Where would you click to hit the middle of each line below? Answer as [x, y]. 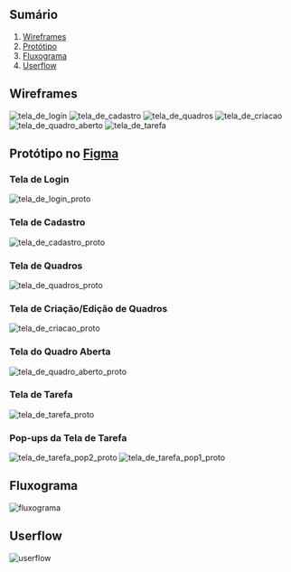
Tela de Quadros [46, 266]
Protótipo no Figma [64, 154]
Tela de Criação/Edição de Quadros [89, 308]
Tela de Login [39, 179]
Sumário [34, 15]
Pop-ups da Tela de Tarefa [68, 437]
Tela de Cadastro [47, 222]
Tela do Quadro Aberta [60, 352]
